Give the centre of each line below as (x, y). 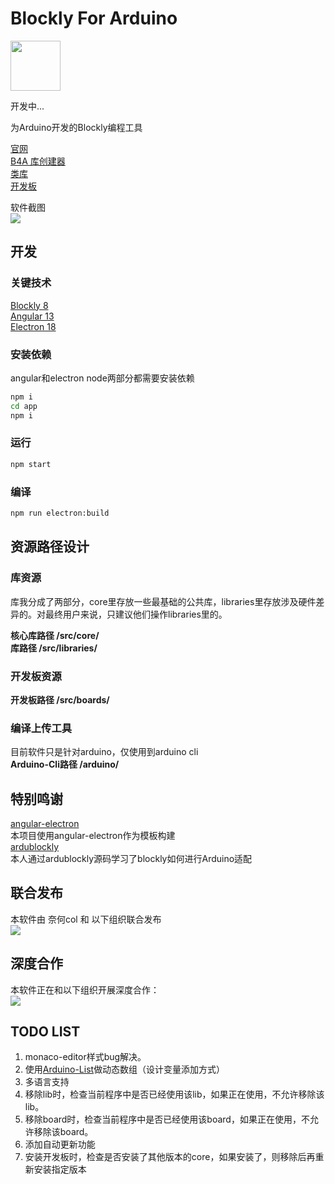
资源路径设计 (50, 547)
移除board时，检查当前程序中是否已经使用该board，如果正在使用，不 (167, 1119)
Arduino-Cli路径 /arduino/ (65, 764)
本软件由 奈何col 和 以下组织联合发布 (86, 919)
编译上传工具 (41, 728)
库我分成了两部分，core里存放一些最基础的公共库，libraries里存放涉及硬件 (163, 601)
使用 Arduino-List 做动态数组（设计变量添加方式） (125, 1069)
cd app (24, 406)
